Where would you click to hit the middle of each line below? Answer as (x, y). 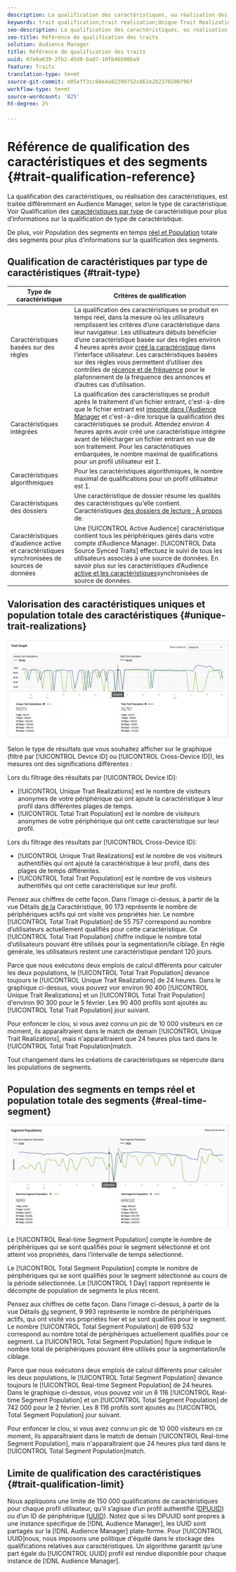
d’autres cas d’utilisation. (110, 384)
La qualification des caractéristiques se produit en (146, 309)
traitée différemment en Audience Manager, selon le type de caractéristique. (118, 203)
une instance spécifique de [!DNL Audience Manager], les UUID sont (107, 1523)
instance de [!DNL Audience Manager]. (64, 1561)
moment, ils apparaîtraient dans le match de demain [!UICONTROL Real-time (118, 1436)
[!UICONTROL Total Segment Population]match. (77, 1451)
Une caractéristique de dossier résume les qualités (147, 496)
